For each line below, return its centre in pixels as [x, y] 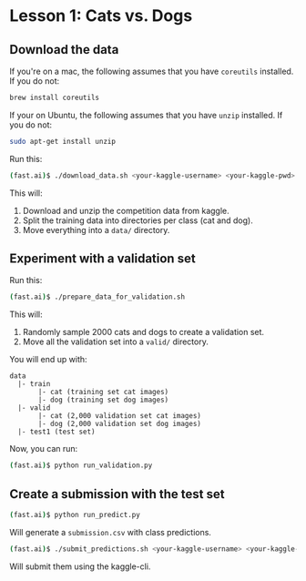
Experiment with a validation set [102, 259]
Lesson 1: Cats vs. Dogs [101, 16]
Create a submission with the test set [117, 494]
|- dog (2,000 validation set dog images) [120, 424]
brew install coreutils [55, 97]
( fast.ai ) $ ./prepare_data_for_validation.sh [97, 297]
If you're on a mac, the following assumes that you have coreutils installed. [152, 71]
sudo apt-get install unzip [63, 141]
